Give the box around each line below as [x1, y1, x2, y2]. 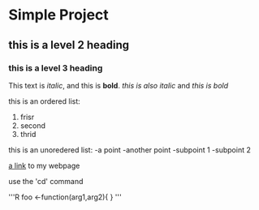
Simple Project [8, 6, 110, 24]
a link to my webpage [8, 161, 80, 170]
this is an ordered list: [8, 96, 81, 106]
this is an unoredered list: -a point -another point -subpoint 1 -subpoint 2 [8, 144, 252, 155]
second [19, 120, 46, 131]
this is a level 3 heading [8, 62, 103, 74]
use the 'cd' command [8, 176, 84, 186]
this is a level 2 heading [8, 38, 130, 52]
